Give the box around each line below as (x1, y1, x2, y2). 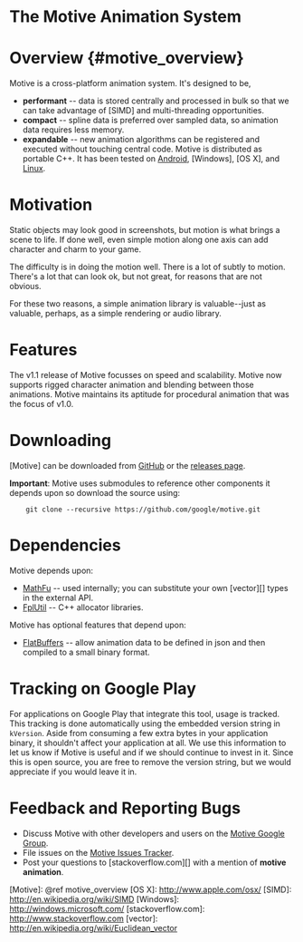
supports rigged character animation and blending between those (9, 379, 255, 390)
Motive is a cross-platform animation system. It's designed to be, (9, 78, 251, 89)
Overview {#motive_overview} (9, 48, 244, 69)
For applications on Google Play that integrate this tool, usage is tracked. (9, 708, 280, 719)
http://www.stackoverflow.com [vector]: (9, 913, 158, 924)
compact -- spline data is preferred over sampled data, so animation (22, 115, 279, 126)
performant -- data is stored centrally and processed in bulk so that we (22, 95, 289, 106)
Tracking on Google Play (9, 678, 196, 699)
